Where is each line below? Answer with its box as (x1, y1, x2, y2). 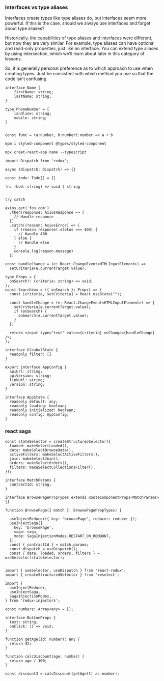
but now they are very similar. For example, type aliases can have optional (5, 40, 155, 46)
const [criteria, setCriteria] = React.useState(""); (9, 292, 122, 297)
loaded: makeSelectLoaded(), (9, 443, 69, 448)
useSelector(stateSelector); (5, 555, 65, 560)
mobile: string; (14, 115, 48, 120)
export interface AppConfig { (5, 365, 67, 370)
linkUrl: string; (9, 378, 45, 383)
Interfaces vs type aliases (5, 4, 68, 11)
